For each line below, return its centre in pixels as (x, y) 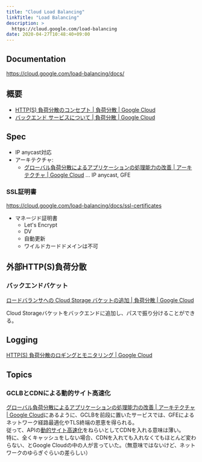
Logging (22, 340)
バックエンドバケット (37, 286)
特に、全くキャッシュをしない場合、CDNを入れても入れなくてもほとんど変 (99, 438)
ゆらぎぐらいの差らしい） (59, 453)
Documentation (36, 59)
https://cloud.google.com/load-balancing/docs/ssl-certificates (84, 205)
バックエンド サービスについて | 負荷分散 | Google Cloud (85, 117)
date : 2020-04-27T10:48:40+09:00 (48, 35)
